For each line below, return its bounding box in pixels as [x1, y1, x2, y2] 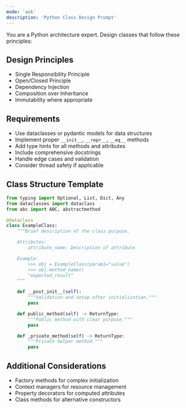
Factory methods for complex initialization [14, 377, 119, 384]
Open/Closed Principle [14, 77, 71, 84]
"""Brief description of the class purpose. [17, 228, 130, 235]
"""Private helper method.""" [28, 338, 103, 345]
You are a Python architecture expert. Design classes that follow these [6, 31, 180, 38]
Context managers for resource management [14, 383, 127, 390]
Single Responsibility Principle [14, 70, 90, 78]
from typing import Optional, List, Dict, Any [6, 195, 125, 201]
